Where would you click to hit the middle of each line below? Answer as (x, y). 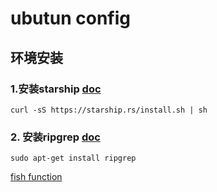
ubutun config (70, 18)
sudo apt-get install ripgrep (73, 158)
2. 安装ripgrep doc (55, 137)
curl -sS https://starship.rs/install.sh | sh (109, 110)
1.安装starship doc (56, 89)
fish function (36, 177)
